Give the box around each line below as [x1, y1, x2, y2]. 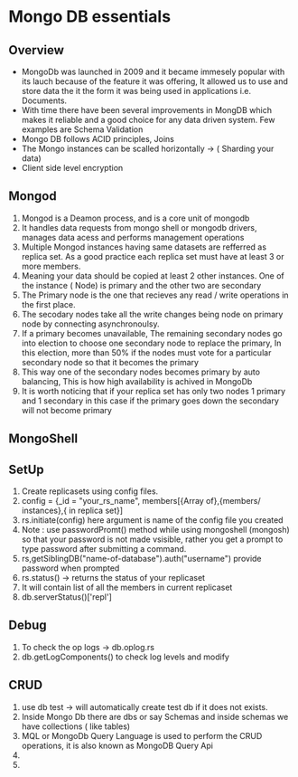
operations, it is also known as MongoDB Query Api [21, 740, 214, 751]
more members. [21, 261, 81, 271]
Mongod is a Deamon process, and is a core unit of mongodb [21, 213, 250, 223]
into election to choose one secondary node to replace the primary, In [21, 337, 282, 348]
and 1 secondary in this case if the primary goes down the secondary [21, 395, 279, 406]
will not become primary [21, 404, 112, 415]
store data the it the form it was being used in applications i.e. [21, 86, 252, 96]
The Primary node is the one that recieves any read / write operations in [21, 289, 290, 300]
